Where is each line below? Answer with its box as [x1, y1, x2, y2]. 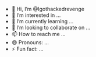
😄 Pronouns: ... [11, 39, 49, 46]
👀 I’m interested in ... [11, 12, 61, 19]
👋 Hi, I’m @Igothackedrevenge [11, 6, 84, 12]
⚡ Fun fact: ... [11, 45, 44, 52]
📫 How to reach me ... [11, 31, 66, 37]
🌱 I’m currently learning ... [11, 18, 74, 24]
